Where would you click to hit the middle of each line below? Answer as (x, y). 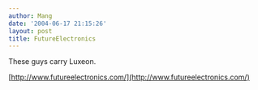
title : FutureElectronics (52, 39)
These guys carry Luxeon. (52, 62)
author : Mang (30, 16)
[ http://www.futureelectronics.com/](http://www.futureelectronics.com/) (129, 77)
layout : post (30, 31)
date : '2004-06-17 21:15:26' (58, 24)
